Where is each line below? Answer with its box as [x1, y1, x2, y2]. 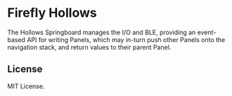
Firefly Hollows [7, 5, 97, 21]
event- [197, 28, 217, 36]
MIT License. [7, 82, 45, 90]
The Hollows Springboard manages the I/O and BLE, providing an [7, 28, 196, 36]
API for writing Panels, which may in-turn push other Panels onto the [27, 35, 226, 43]
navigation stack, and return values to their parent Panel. [7, 43, 172, 51]
